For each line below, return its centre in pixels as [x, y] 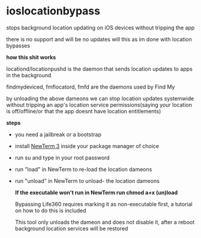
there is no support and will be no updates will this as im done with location [99, 39]
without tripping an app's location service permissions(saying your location [99, 105]
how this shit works [31, 57]
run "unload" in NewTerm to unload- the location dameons [87, 180]
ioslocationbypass [53, 11]
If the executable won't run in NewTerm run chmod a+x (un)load [96, 192]
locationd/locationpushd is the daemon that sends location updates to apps [100, 69]
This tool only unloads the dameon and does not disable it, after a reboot [105, 222]
